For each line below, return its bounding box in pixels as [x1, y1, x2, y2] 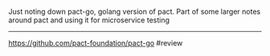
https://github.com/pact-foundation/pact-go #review [8, 38, 183, 47]
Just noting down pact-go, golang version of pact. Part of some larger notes [8, 7, 261, 16]
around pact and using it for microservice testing [8, 15, 170, 25]
